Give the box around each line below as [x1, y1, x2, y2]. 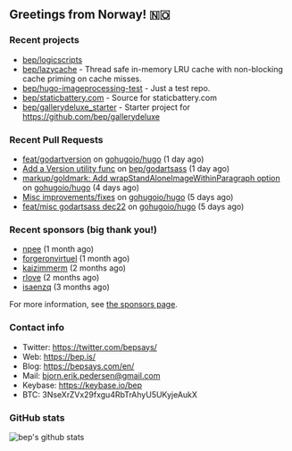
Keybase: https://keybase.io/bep [21, 380, 143, 390]
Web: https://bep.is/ [21, 351, 96, 362]
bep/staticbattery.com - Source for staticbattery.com [21, 92, 217, 103]
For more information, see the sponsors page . [9, 299, 179, 310]
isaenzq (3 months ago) [21, 281, 110, 293]
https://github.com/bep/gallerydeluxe [21, 111, 161, 121]
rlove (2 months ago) [21, 272, 100, 283]
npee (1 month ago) [21, 244, 95, 255]
